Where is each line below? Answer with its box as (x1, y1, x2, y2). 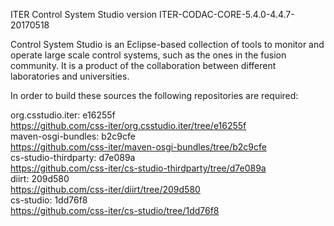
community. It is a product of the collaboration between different (10, 60, 277, 71)
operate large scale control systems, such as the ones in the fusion (10, 49, 287, 61)
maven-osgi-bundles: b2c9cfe (10, 130, 136, 142)
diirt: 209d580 (10, 173, 70, 184)
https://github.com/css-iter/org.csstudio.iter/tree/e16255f (10, 120, 247, 131)
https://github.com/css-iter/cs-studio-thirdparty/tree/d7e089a (10, 162, 267, 174)
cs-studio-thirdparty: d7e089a (10, 152, 136, 163)
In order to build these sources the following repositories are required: (10, 90, 299, 101)
